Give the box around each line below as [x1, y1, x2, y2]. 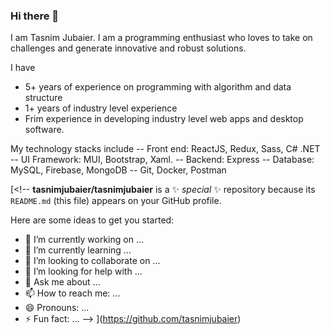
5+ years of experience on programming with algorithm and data [24, 81, 292, 93]
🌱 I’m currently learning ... [24, 244, 132, 256]
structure [24, 92, 63, 104]
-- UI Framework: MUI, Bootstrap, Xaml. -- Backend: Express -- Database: [10, 154, 315, 166]
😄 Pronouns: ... [24, 302, 90, 314]
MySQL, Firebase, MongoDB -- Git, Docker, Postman [10, 164, 227, 176]
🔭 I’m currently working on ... [24, 234, 144, 246]
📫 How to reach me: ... [24, 287, 121, 299]
